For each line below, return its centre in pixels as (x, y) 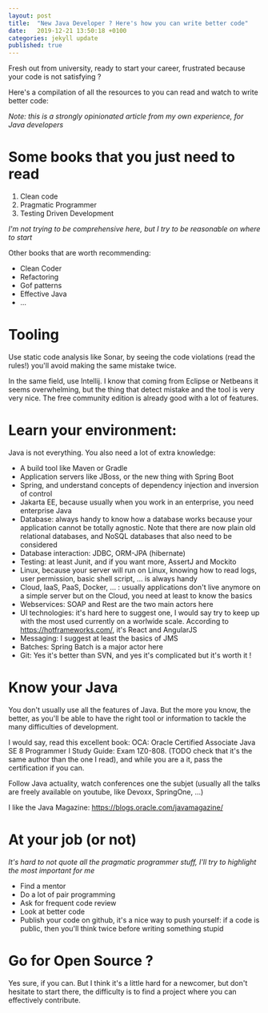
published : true (35, 46)
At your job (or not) (73, 840)
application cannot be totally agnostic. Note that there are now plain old (138, 527)
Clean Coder (41, 268)
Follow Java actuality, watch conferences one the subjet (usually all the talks (134, 783)
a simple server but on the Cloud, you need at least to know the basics (136, 595)
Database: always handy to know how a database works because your (136, 519)
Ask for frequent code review (68, 902)
